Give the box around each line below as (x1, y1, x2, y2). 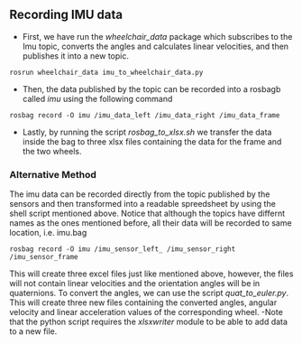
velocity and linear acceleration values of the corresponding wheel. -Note (9, 307, 284, 318)
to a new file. (9, 326, 58, 337)
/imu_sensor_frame (9, 253, 78, 262)
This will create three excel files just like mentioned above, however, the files (9, 268, 294, 279)
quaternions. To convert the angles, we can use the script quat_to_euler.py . (9, 288, 289, 299)
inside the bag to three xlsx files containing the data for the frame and (22, 135, 282, 147)
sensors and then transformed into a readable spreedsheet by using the (9, 199, 277, 209)
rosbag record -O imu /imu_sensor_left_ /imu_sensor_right (9, 245, 236, 254)
